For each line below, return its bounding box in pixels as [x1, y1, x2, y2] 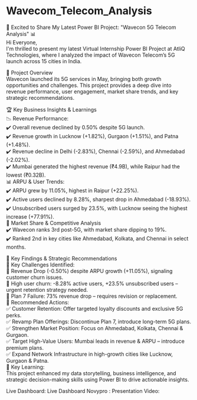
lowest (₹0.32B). [6, 171, 46, 178]
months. [6, 243, 27, 251]
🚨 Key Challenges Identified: [6, 261, 75, 268]
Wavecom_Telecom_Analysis [6, 4, 152, 18]
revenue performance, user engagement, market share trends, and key [6, 87, 179, 95]
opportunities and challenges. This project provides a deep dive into [6, 82, 172, 89]
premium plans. [6, 344, 44, 351]
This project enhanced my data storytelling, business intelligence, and [6, 369, 176, 376]
